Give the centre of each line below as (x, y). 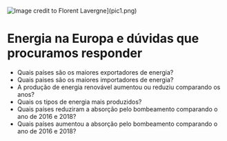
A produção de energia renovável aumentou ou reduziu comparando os (119, 87)
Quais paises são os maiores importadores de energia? (95, 79)
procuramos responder (75, 54)
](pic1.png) (122, 11)
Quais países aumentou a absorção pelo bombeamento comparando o (117, 124)
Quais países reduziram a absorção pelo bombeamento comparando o (117, 109)
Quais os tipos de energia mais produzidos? (79, 102)
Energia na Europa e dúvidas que (103, 39)
